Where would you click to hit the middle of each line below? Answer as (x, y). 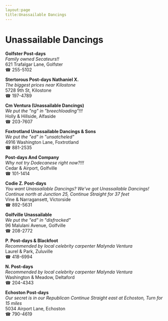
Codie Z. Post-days (26, 183)
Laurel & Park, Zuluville (29, 252)
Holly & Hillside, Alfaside (31, 116)
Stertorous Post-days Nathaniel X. (42, 79)
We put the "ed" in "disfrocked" (38, 220)
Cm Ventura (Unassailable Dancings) (45, 106)
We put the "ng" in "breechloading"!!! (44, 111)
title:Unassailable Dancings (36, 15)
